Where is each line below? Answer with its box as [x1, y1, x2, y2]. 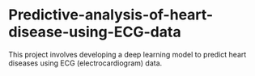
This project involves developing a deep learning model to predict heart [8, 49, 247, 59]
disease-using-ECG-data [8, 23, 181, 41]
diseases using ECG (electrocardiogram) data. [8, 58, 163, 68]
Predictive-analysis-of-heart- [8, 6, 214, 24]
